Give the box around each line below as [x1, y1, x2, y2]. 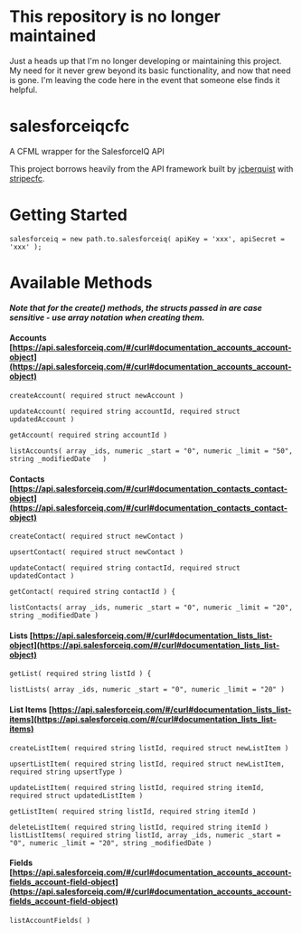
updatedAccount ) [9, 414, 75, 424]
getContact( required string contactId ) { [9, 588, 176, 597]
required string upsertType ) [9, 767, 124, 777]
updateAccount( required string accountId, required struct [9, 407, 241, 416]
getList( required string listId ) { [9, 669, 152, 679]
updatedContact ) [9, 571, 75, 580]
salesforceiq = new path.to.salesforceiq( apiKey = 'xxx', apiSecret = [9, 234, 285, 243]
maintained [9, 25, 97, 46]
